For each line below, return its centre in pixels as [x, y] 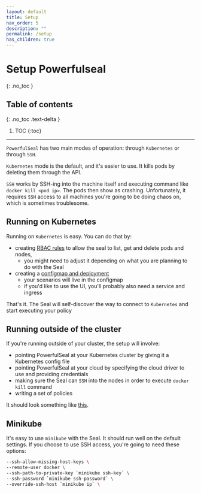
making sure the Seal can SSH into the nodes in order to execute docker [102, 380]
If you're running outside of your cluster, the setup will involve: [83, 344]
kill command [33, 387]
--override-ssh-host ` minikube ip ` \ [53, 484]
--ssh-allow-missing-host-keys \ [48, 462]
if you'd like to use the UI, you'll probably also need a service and [104, 286]
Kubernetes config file [42, 362]
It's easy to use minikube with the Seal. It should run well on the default [94, 438]
